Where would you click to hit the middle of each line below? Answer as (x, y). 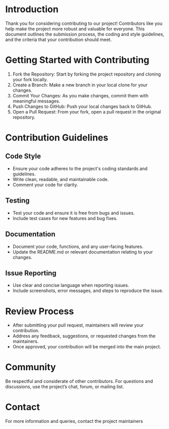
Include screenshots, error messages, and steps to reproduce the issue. (88, 291)
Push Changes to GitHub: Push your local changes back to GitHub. (82, 106)
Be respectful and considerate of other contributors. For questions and (79, 381)
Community (31, 367)
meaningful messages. (36, 101)
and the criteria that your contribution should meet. (59, 40)
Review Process (40, 311)
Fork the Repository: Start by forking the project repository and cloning (87, 74)
